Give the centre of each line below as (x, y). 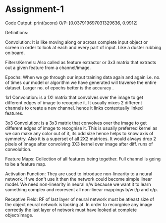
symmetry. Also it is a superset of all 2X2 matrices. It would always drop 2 (81, 139)
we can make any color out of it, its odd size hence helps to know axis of (79, 133)
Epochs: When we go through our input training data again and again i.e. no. (83, 77)
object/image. (19, 215)
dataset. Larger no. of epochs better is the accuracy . (59, 87)
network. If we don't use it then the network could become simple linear (79, 179)
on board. (15, 53)
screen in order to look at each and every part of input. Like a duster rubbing (83, 47)
